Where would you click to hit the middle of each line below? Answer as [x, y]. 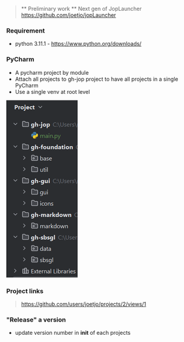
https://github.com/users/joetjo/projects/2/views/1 [84, 304]
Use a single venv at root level [52, 92]
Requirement [26, 31]
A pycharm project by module [52, 72]
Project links [25, 291]
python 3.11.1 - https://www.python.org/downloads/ [78, 44]
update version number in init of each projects [73, 333]
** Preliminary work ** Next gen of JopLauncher [81, 9]
